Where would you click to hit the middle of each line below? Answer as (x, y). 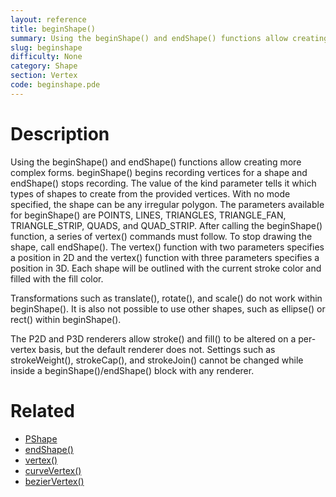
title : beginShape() (53, 29)
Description (60, 133)
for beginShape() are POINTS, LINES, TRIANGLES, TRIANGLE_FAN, (148, 215)
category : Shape (44, 66)
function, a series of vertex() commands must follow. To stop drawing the (161, 236)
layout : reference (48, 19)
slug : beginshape (46, 47)
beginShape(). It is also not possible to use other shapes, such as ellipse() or (168, 308)
